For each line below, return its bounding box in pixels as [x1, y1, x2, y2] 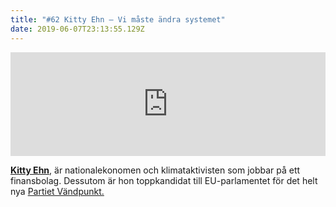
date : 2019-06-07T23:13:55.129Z [10, 24, 145, 34]
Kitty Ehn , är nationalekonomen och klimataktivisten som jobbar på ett [10, 164, 301, 176]
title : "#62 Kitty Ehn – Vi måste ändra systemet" [10, 14, 226, 25]
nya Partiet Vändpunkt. [10, 185, 105, 197]
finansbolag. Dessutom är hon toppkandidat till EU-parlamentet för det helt [10, 174, 318, 186]
